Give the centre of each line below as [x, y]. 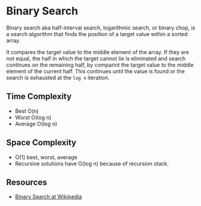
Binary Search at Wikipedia [48, 197]
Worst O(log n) [33, 117]
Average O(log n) [36, 124]
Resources [27, 182]
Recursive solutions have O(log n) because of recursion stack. [92, 163]
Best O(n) [27, 111]
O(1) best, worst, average [46, 157]
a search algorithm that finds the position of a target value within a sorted [97, 34]
